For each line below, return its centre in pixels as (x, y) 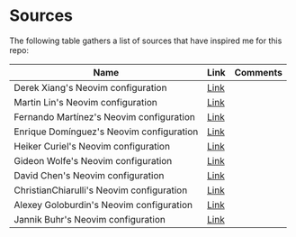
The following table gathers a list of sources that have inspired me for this (146, 41)
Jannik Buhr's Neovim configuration (90, 219)
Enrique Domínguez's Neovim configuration (106, 132)
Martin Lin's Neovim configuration (85, 102)
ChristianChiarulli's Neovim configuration (101, 190)
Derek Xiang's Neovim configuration (90, 87)
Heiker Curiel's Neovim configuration (92, 146)
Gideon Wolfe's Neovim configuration (93, 160)
